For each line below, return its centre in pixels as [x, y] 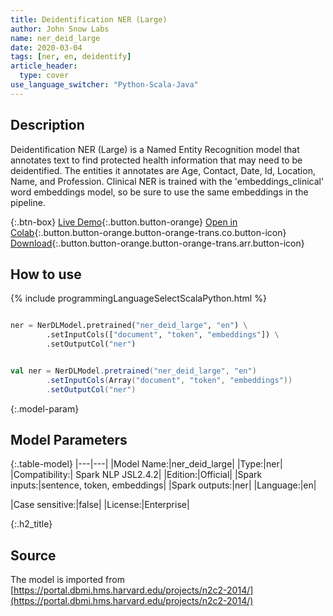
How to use [46, 274]
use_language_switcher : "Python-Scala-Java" [104, 85]
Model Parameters [69, 440]
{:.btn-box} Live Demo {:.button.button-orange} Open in [124, 222]
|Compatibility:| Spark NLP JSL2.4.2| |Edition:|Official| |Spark [136, 475]
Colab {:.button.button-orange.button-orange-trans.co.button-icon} [148, 232]
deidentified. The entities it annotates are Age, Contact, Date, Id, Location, [163, 170]
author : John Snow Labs [60, 29]
